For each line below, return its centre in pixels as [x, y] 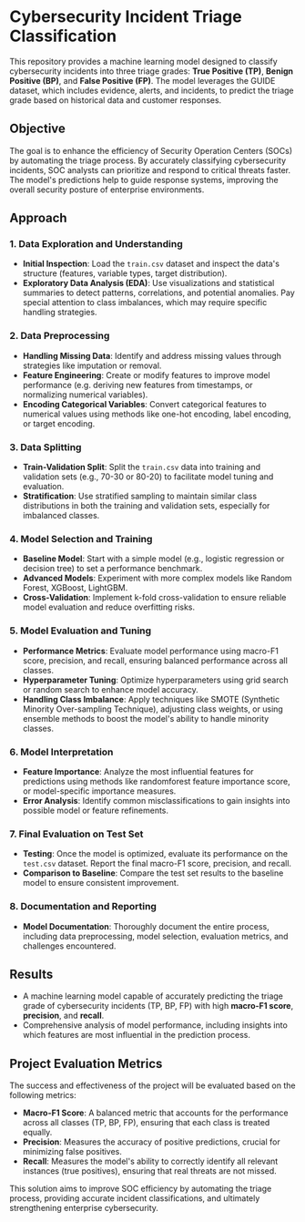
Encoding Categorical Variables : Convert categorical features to [144, 404]
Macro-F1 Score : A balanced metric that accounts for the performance [155, 1113]
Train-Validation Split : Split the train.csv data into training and [142, 467]
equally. [37, 1133]
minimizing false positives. [72, 1152]
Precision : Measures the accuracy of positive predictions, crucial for [151, 1142]
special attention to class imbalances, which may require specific [145, 303]
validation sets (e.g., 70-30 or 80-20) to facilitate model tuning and [148, 477]
